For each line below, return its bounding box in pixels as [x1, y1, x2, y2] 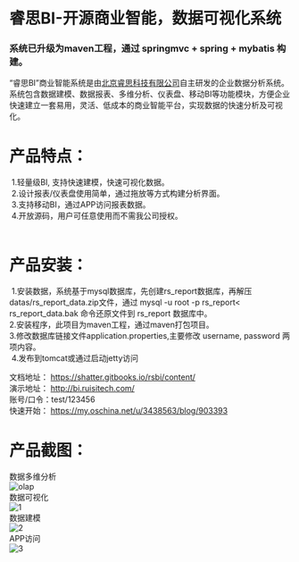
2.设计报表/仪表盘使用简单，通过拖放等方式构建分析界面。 [11, 189, 225, 199]
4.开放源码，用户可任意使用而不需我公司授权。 [11, 211, 183, 222]
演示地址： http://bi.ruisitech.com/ [9, 383, 136, 394]
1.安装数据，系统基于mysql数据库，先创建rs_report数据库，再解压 [11, 286, 253, 297]
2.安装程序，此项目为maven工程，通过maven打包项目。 [9, 319, 214, 331]
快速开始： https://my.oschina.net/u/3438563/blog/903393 [9, 406, 228, 416]
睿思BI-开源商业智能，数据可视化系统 [9, 8, 282, 29]
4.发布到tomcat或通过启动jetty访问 [11, 353, 139, 364]
